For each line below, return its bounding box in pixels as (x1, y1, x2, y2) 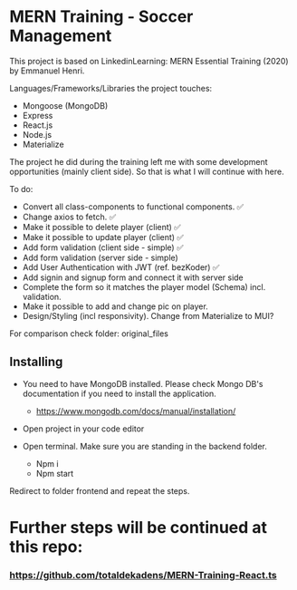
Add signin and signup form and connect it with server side (22, 272, 244, 283)
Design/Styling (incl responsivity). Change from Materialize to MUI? (22, 310, 274, 321)
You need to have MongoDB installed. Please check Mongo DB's (22, 378, 264, 389)
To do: (9, 183, 34, 194)
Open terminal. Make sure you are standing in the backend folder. (22, 440, 267, 451)
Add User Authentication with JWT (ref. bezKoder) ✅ (22, 261, 220, 273)
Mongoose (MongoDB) (22, 100, 109, 111)
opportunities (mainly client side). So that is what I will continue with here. (9, 166, 284, 177)
